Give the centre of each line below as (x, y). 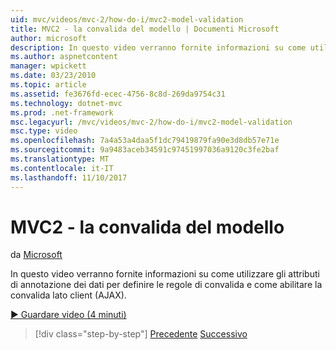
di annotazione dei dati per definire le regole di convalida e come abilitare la (166, 285)
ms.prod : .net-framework (62, 112)
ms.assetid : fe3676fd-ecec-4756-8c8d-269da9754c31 (118, 94)
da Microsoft (36, 255)
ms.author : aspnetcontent (64, 57)
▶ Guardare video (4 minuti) (68, 315)
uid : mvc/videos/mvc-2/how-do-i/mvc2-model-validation (127, 19)
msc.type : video (44, 131)
